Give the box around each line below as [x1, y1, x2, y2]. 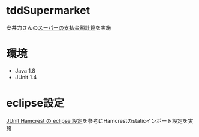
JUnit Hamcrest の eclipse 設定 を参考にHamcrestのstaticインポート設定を [6, 117, 188, 124]
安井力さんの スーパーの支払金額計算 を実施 [6, 24, 111, 31]
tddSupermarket [6, 4, 91, 17]
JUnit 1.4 [14, 73, 37, 80]
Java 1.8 [14, 67, 36, 74]
